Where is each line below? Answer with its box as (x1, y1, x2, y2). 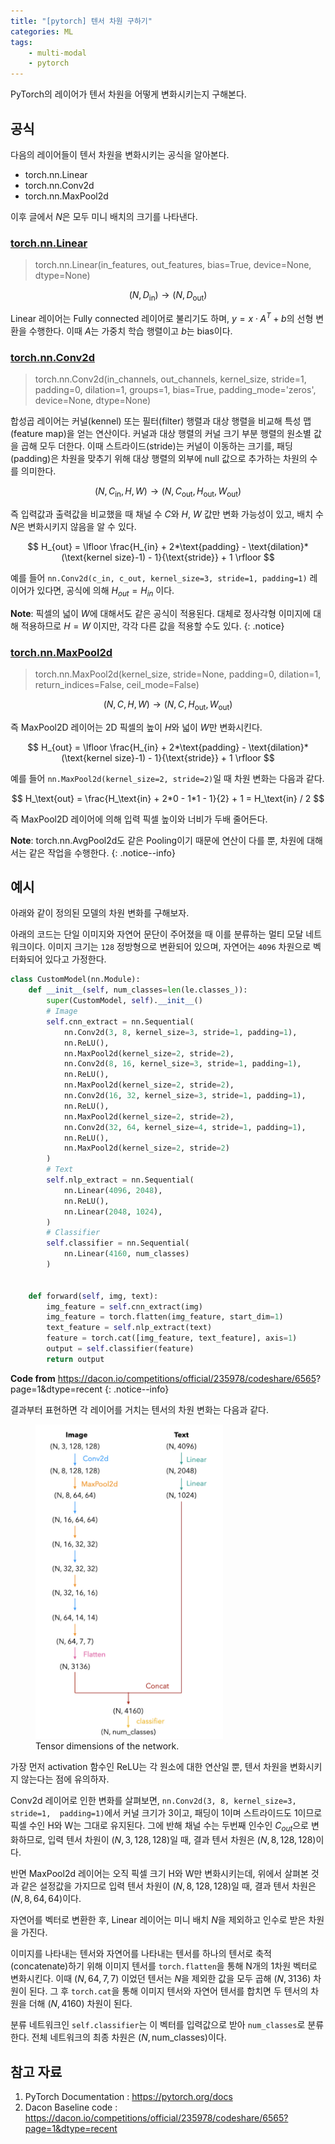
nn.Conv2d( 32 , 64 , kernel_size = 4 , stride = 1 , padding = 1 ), (63, 1122, 307, 1132)
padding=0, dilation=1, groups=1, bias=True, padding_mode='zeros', (34, 383, 317, 395)
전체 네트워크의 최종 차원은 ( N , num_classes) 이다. (31, 2031, 227, 2044)
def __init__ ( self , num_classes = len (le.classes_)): (28, 985, 248, 995)
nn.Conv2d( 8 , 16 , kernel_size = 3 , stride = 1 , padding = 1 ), (63, 1059, 302, 1069)
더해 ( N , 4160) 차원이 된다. (28, 1998, 133, 2010)
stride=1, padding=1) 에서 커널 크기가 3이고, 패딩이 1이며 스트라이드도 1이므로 (10, 1807, 323, 1819)
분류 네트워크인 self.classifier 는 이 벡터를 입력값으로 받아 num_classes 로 (10, 2019, 306, 2031)
